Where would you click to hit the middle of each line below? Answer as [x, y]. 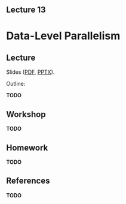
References [28, 181]
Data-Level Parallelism [63, 36]
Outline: [16, 84]
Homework [27, 147]
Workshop [26, 114]
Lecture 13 [26, 10]
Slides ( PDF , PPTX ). [30, 72]
